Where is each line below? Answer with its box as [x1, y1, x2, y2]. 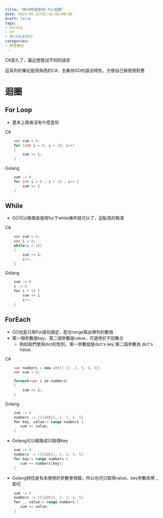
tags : [5, 20, 16, 26]
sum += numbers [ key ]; [20, 461, 64, 466]
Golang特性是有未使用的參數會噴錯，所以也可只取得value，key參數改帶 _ [12, 475, 158, 481]
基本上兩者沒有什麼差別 [12, 119, 59, 125]
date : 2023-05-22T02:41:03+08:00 [5, 12, 73, 17]
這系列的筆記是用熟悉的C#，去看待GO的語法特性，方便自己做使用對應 [5, 67, 145, 73]
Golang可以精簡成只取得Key [12, 438, 68, 444]
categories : [5, 39, 29, 44]
